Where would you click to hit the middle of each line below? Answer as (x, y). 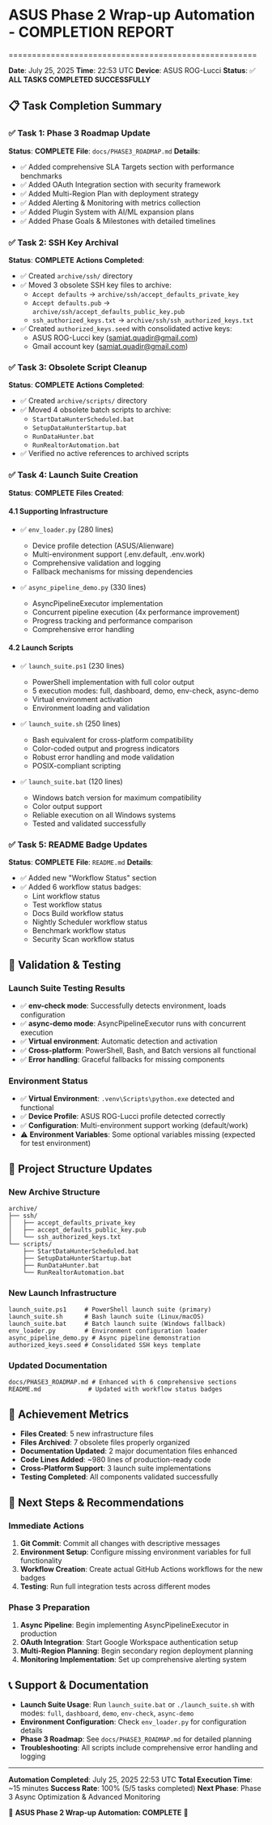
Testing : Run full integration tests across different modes (115, 1586)
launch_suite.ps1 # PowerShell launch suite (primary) (110, 1310)
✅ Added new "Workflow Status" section (88, 878)
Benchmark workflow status (79, 931)
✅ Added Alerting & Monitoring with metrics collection (110, 202)
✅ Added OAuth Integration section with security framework (120, 184)
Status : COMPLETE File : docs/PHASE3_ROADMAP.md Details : (104, 151)
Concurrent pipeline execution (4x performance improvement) (136, 612)
